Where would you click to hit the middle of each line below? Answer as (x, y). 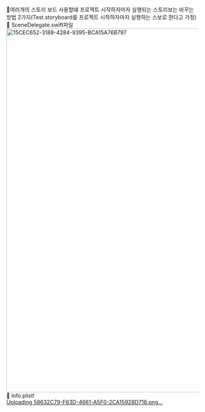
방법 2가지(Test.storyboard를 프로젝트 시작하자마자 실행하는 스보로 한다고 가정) (102, 17)
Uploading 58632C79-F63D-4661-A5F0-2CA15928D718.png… (85, 402)
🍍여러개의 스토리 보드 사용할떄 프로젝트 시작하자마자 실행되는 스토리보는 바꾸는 (100, 9)
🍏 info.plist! (20, 396)
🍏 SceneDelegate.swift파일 (40, 25)
